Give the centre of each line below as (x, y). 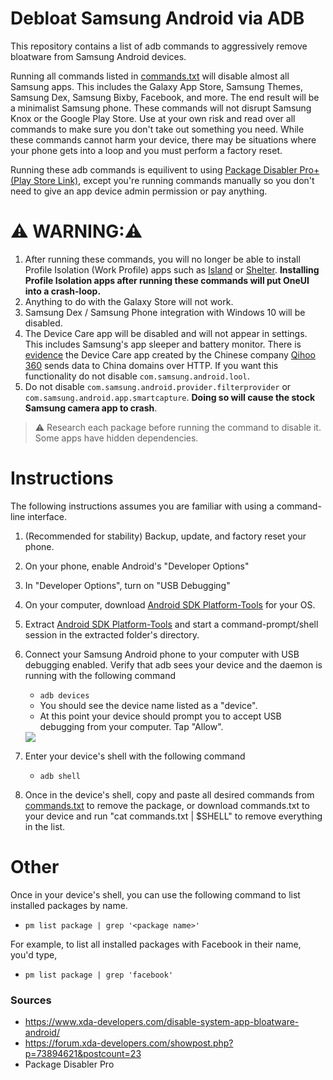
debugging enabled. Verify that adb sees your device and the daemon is (173, 664)
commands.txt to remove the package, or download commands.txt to (167, 805)
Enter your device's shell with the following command (135, 756)
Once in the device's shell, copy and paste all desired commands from (169, 794)
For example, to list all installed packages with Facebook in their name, (156, 944)
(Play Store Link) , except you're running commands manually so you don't (162, 180)
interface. (47, 516)
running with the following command (100, 675)
